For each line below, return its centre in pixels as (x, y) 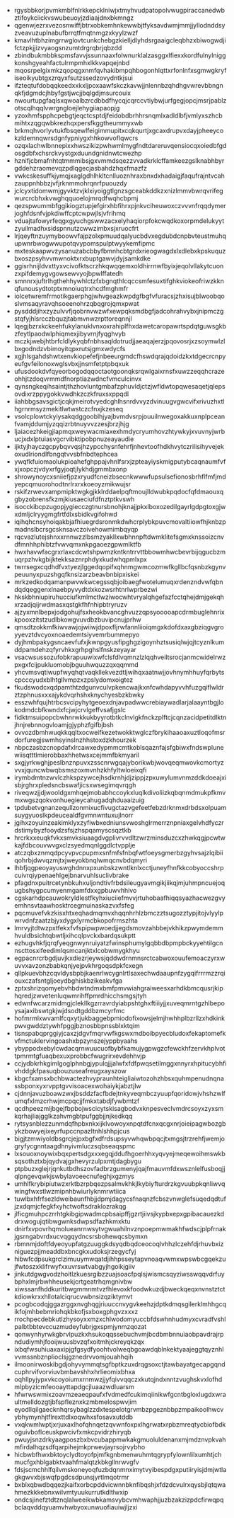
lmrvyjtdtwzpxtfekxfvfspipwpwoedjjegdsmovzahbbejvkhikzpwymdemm (119, 928)
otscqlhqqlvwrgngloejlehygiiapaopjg (67, 108)
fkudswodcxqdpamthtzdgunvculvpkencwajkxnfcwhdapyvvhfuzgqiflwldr (119, 687)
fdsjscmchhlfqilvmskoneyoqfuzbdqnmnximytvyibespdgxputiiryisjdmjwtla (120, 1470)
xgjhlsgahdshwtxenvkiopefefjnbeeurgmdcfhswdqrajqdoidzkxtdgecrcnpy (120, 356)
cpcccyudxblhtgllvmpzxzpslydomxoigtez (74, 680)
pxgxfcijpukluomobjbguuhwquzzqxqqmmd (76, 664)
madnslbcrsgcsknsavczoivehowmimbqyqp (76, 529)
